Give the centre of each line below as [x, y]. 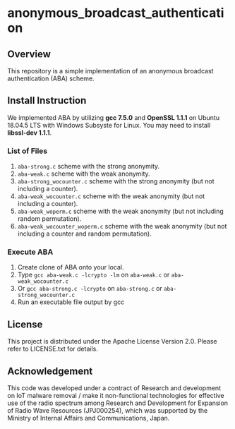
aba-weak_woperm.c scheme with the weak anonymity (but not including [120, 211]
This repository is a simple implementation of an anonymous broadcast [110, 71]
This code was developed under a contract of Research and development [114, 388]
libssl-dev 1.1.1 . [30, 133]
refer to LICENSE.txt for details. [53, 349]
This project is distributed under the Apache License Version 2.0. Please [112, 342]
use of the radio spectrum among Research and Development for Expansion [117, 403]
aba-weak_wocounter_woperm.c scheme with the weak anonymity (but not [122, 226]
